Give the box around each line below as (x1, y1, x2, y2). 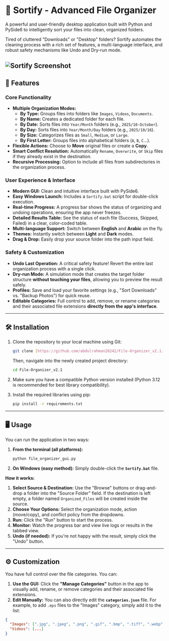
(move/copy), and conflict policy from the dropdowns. (12, 511, 125, 518)
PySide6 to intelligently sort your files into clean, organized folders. (5, 26, 144, 32)
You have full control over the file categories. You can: (5, 571, 118, 577)
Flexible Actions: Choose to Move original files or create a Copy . (12, 143, 148, 149)
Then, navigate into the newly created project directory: (12, 358, 128, 364)
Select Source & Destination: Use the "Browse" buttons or (12, 484, 134, 490)
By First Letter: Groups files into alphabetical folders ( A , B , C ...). (20, 137, 151, 144)
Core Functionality (5, 94, 52, 101)
